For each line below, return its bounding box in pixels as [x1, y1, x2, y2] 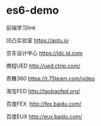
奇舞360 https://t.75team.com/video [6, 75, 96, 82]
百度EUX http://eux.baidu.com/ [6, 113, 82, 120]
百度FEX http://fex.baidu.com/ [6, 100, 82, 107]
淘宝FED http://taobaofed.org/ [6, 87, 81, 94]
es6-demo [6, 4, 59, 17]
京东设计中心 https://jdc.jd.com [6, 49, 83, 57]
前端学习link [6, 24, 36, 31]
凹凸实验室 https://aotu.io [6, 36, 69, 44]
